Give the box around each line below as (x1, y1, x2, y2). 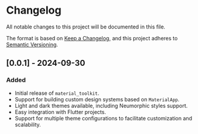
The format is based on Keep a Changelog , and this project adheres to (6, 34, 178, 42)
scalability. (14, 121, 41, 128)
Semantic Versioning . (6, 41, 58, 48)
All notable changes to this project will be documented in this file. (6, 23, 166, 30)
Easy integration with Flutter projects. (14, 108, 107, 116)
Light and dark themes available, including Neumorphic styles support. (14, 102, 188, 109)
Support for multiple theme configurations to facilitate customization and (14, 114, 193, 122)
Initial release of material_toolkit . (14, 90, 100, 97)
